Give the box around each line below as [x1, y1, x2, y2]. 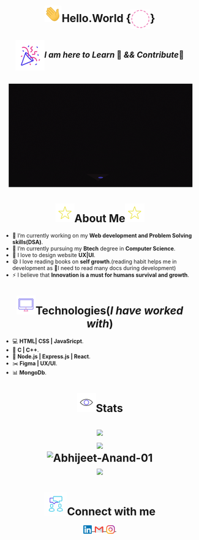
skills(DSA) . [12, 238, 43, 246]
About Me [74, 212, 126, 225]
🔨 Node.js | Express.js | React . [12, 353, 91, 360]
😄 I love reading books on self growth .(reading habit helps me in [12, 258, 177, 265]
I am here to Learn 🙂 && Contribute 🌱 [43, 50, 185, 60]
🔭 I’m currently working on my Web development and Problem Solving [12, 231, 192, 239]
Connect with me [67, 504, 156, 519]
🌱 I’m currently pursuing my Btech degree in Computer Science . [12, 244, 176, 252]
